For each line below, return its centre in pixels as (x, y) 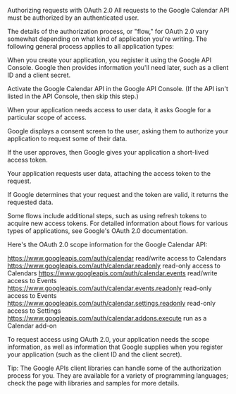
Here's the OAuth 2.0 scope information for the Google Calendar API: (107, 244)
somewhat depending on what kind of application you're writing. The (107, 39)
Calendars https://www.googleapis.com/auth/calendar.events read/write (112, 273)
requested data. (30, 202)
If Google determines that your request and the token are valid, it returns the (118, 195)
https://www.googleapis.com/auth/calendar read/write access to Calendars (117, 258)
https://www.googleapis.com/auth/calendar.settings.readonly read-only (112, 303)
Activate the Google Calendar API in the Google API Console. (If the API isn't (118, 89)
